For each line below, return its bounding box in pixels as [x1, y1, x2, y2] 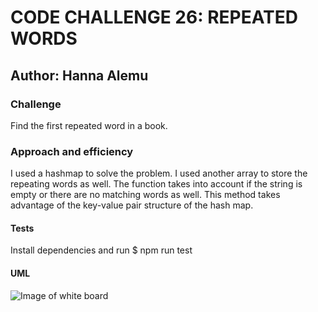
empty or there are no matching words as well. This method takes [10, 189, 281, 201]
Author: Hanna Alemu [10, 67, 149, 84]
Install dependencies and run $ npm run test [10, 244, 193, 256]
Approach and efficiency [10, 144, 134, 158]
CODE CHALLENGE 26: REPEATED [10, 6, 299, 29]
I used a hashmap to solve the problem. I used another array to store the [10, 167, 308, 180]
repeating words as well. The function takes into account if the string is [10, 178, 303, 190]
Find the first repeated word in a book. [10, 119, 168, 131]
